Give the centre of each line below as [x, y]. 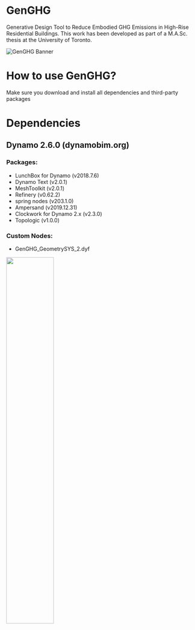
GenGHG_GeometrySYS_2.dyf [52, 249]
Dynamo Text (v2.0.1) [41, 182]
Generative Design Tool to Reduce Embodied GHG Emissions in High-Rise [97, 27]
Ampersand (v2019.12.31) [46, 207]
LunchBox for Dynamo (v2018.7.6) [57, 176]
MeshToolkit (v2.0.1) [40, 188]
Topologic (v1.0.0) [37, 220]
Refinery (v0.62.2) [38, 194]
